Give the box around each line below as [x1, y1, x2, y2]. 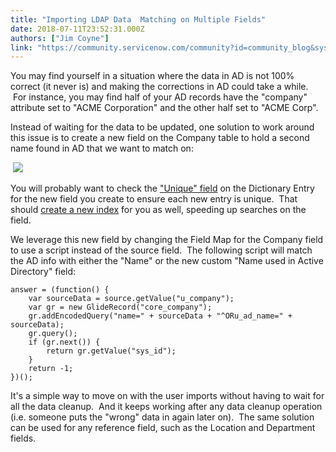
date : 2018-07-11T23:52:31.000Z [10, 24, 145, 34]
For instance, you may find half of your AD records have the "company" [12, 91, 308, 103]
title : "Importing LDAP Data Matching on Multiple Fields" [10, 14, 267, 25]
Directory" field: [10, 266, 77, 278]
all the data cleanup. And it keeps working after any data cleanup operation [10, 401, 323, 413]
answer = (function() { [10, 285, 110, 295]
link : [10, 42, 33, 53]
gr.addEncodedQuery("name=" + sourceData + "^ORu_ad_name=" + [28, 311, 293, 321]
